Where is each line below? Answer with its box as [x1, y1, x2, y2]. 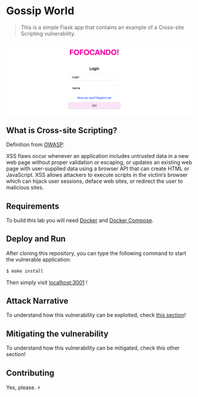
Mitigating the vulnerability [6, 328, 108, 338]
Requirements [6, 201, 59, 211]
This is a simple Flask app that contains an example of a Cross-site [20, 24, 184, 31]
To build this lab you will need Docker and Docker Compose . [6, 217, 154, 224]
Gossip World [6, 4, 75, 18]
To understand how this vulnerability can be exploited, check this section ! [6, 312, 186, 319]
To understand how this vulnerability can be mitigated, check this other [6, 344, 180, 351]
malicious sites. [6, 184, 44, 191]
